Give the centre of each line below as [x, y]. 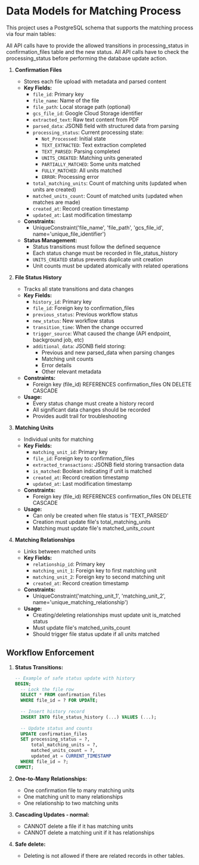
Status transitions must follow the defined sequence [97, 246]
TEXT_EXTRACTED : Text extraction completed [94, 145]
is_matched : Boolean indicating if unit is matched [92, 471]
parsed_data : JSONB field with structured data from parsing [105, 126]
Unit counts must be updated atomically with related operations [111, 266]
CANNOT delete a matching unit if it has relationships [89, 832]
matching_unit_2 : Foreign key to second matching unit [99, 577]
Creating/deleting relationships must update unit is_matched [106, 615]
